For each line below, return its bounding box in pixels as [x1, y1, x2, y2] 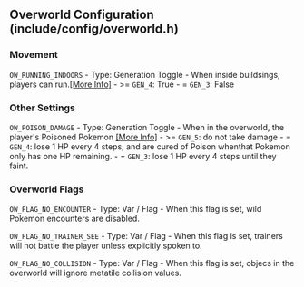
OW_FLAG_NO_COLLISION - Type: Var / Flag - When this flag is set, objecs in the [9, 258, 295, 269]
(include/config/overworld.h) [9, 22, 179, 37]
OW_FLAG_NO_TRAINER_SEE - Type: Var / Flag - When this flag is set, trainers [9, 231, 283, 242]
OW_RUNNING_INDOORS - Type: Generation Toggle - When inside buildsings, [9, 69, 280, 80]
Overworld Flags [9, 183, 84, 196]
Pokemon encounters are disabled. [9, 213, 141, 225]
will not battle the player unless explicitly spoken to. [9, 240, 202, 252]
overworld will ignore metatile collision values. [9, 267, 181, 279]
